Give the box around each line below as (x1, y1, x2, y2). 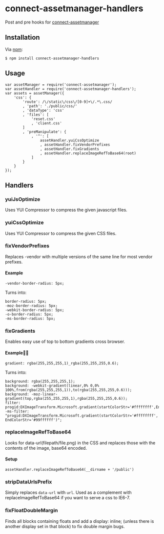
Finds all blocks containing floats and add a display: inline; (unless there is (5, 518, 154, 524)
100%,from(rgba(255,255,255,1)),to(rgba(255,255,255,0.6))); (5, 388, 132, 392)
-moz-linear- (31, 391, 58, 397)
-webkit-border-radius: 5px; (5, 308, 64, 313)
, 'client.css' (31, 121, 62, 125)
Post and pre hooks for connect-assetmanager (5, 19, 99, 25)
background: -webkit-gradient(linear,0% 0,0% (5, 383, 99, 388)
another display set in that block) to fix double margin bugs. (5, 523, 125, 529)
